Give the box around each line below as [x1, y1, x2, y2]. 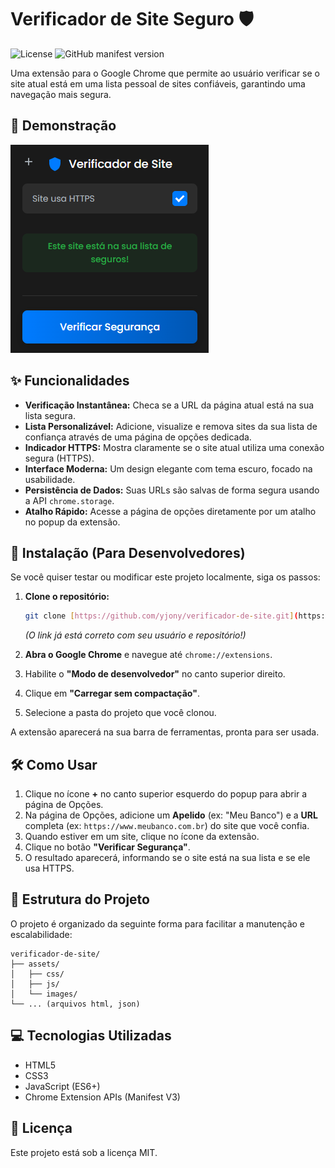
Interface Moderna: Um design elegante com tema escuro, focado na [24, 462, 313, 475]
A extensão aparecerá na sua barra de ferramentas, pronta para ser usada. [10, 726, 320, 738]
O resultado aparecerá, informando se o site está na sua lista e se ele [24, 852, 311, 864]
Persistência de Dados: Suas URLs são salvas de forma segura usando [24, 484, 320, 496]
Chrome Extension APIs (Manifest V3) [24, 1091, 181, 1103]
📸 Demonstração [10, 117, 117, 135]
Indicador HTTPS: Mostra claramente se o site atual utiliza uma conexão [24, 441, 325, 453]
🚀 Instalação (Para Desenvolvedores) [10, 544, 246, 561]
